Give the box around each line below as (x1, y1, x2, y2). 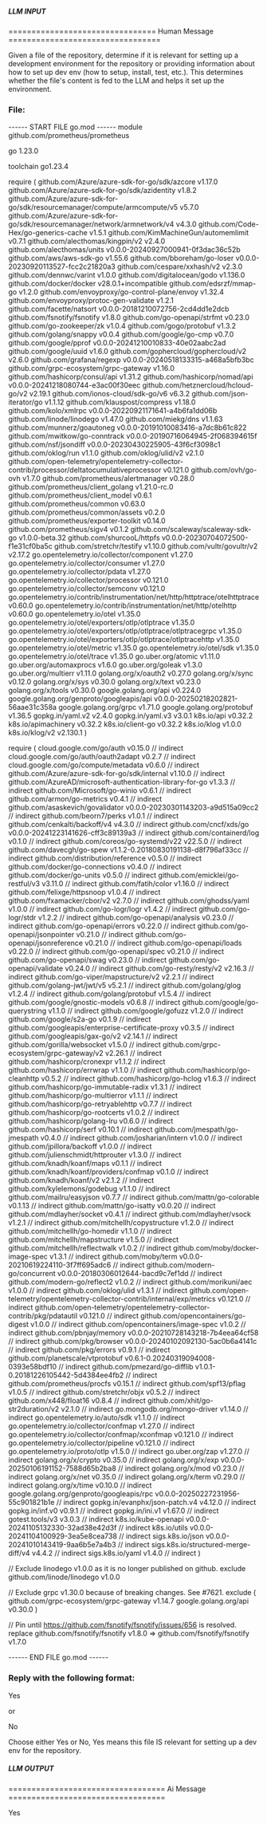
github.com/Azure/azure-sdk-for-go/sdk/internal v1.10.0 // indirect (8, 769, 226, 778)
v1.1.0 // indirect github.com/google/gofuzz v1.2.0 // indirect (47, 1006, 244, 1016)
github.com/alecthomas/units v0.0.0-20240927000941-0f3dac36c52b (8, 245, 241, 254)
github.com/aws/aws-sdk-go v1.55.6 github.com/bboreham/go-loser (8, 254, 234, 263)
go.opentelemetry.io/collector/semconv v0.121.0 (8, 584, 166, 593)
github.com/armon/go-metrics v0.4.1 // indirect (8, 794, 163, 804)
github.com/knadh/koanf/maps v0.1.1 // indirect (8, 1159, 162, 1168)
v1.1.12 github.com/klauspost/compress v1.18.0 (44, 397, 196, 407)
